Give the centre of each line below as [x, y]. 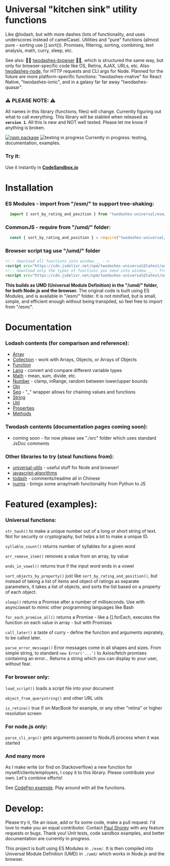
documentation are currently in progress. [48, 839]
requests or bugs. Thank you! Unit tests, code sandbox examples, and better [85, 833]
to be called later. [23, 638]
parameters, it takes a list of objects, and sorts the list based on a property [83, 587]
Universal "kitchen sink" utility [71, 9]
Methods [22, 414]
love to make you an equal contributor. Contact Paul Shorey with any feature [85, 828]
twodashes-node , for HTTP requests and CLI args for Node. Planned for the [84, 71]
